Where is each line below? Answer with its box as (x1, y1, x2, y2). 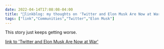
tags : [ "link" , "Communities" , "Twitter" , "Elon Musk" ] (5, 16, 115, 21)
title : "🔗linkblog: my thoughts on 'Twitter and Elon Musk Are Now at (5, 12, 152, 16)
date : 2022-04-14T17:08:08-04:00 (5, 7, 73, 12)
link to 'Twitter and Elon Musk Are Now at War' (5, 39, 99, 45)
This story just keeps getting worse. (5, 30, 77, 35)
